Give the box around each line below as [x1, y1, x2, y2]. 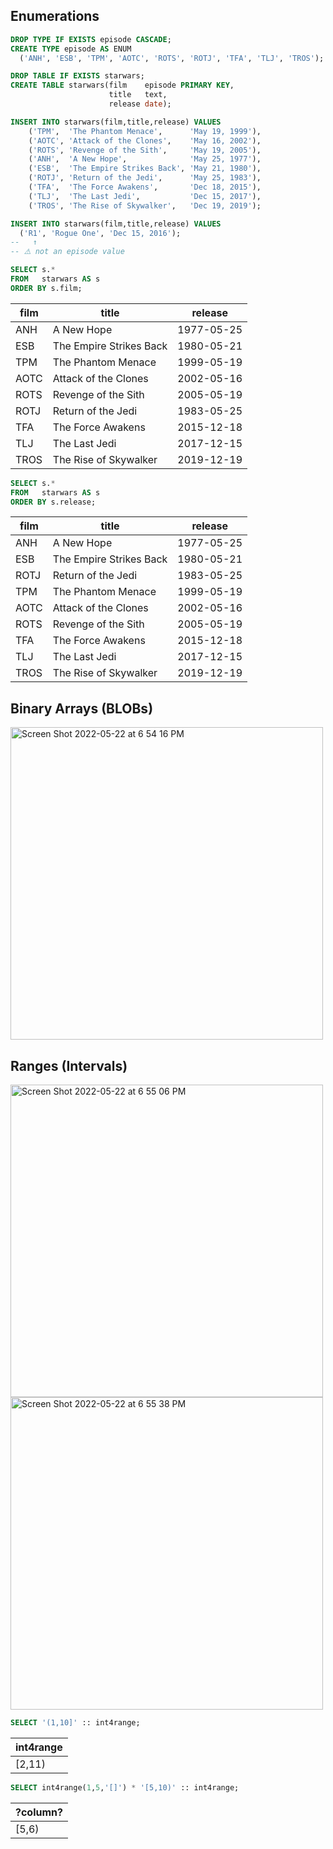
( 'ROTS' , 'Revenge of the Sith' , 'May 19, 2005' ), [28, 145, 262, 155]
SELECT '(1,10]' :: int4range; [10, 1718, 141, 1728]
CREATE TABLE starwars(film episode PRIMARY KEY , [10, 80, 235, 91]
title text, [108, 90, 168, 100]
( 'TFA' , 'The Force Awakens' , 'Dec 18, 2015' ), [28, 182, 262, 193]
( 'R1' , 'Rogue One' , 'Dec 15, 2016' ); [19, 228, 182, 238]
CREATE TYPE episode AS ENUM [10, 44, 132, 54]
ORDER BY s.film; [10, 283, 83, 293]
